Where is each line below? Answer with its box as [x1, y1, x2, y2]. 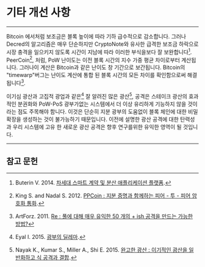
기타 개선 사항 [6, 5, 71, 20]
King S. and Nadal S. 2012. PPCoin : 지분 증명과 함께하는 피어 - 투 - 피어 [15, 192, 191, 199]
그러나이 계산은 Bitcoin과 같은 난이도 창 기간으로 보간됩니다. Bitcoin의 [19, 64, 185, 71]
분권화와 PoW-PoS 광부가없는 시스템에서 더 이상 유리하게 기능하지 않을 [17, 100, 187, 108]
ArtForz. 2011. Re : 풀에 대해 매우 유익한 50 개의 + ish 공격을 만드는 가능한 [15, 213, 193, 220]
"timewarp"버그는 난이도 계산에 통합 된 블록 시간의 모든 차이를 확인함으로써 [6, 71, 186, 79]
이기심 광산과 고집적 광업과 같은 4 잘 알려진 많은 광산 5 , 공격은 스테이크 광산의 [6, 91, 187, 100]
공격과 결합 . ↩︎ [43, 254, 77, 262]
